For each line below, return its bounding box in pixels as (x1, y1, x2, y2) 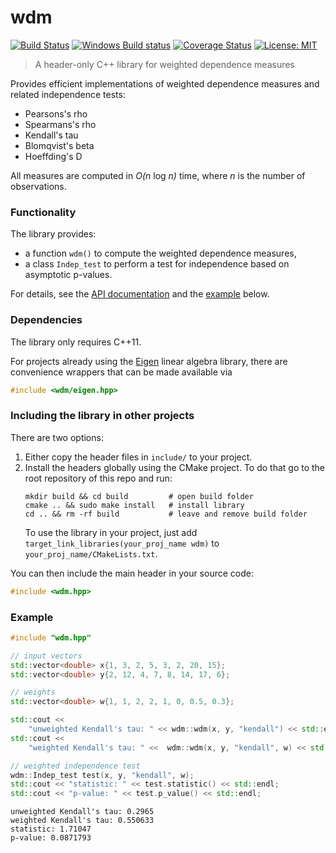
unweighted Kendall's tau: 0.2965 (10, 807, 155, 817)
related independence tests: (10, 88, 126, 100)
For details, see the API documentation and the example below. (10, 288, 270, 300)
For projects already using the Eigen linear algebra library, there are (10, 355, 288, 367)
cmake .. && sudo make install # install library (24, 500, 245, 510)
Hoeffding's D (24, 150, 83, 162)
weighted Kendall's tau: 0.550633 (10, 816, 155, 826)
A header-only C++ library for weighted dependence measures (34, 58, 295, 70)
